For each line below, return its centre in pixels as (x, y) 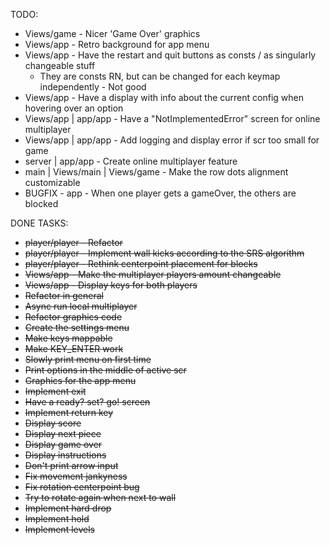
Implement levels (59, 529)
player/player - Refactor (73, 242)
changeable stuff (60, 65)
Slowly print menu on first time (88, 359)
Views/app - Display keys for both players (111, 285)
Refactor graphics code (73, 317)
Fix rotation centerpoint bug (82, 487)
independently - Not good (93, 87)
